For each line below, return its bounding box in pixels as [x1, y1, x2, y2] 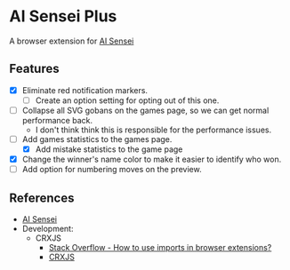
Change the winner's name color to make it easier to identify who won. [21, 154, 282, 165]
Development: [21, 224, 74, 234]
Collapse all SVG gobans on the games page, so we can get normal [21, 105, 270, 115]
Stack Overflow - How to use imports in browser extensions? [48, 242, 272, 252]
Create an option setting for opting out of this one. [35, 95, 220, 106]
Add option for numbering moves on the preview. [21, 164, 202, 175]
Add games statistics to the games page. [21, 133, 173, 144]
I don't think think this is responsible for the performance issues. [35, 124, 272, 135]
